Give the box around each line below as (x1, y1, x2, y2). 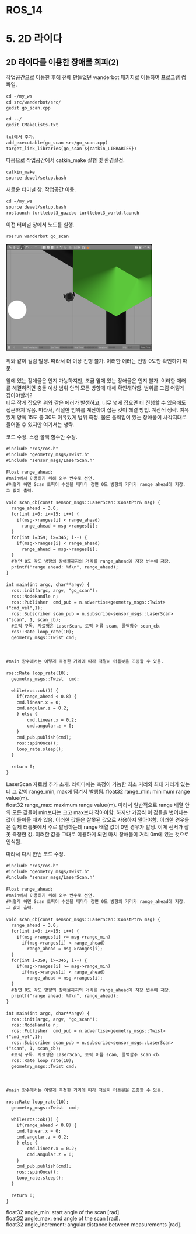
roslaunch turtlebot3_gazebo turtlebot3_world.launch (6, 210, 140, 216)
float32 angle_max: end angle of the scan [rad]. (6, 1215, 121, 1222)
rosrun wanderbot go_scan (6, 233, 69, 240)
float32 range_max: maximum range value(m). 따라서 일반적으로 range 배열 (6, 802, 184, 809)
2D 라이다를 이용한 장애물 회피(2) (6, 57, 120, 67)
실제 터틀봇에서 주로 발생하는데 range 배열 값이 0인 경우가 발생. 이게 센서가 (12, 823, 183, 830)
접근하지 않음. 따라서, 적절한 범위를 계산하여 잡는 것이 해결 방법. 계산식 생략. (6, 406, 178, 413)
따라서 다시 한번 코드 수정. (6, 850, 65, 857)
